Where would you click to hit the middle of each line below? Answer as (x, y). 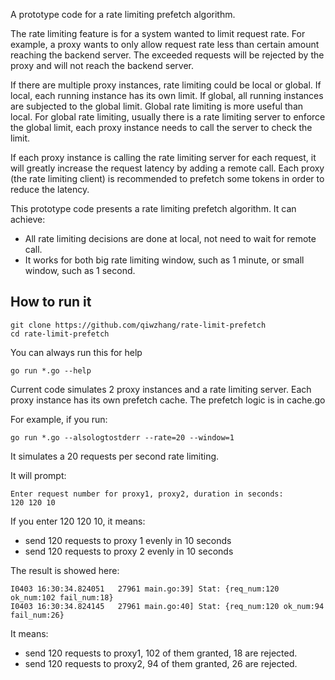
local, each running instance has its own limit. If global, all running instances (167, 95)
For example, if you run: (59, 419)
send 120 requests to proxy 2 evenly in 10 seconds (129, 551)
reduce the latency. (50, 189)
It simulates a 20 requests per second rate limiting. (115, 456)
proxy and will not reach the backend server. (102, 65)
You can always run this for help (76, 352)
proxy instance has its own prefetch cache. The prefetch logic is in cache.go (168, 400)
